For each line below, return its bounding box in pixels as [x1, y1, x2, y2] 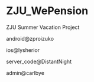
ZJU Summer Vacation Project [6, 24, 80, 31]
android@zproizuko [6, 35, 54, 42]
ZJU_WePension [6, 4, 89, 18]
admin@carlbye [6, 69, 44, 76]
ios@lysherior [6, 46, 40, 54]
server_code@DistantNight [6, 58, 72, 65]
